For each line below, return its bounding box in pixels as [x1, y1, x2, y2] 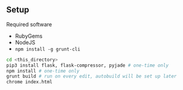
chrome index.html [6, 79, 53, 85]
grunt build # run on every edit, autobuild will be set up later [6, 73, 177, 80]
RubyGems [14, 32, 43, 40]
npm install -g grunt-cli [14, 46, 80, 52]
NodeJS [14, 38, 36, 46]
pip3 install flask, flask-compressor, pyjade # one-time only [6, 62, 169, 68]
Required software [6, 20, 53, 28]
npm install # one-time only [6, 68, 80, 74]
